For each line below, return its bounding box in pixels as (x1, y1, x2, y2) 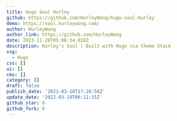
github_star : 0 (6, 100, 45, 106)
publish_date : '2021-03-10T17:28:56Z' (6, 89, 105, 95)
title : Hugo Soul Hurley (6, 9, 70, 15)
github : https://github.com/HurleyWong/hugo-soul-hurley (6, 15, 155, 21)
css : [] (6, 60, 26, 66)
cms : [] (6, 71, 26, 78)
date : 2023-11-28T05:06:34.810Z (6, 37, 89, 43)
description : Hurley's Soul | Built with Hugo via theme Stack (6, 43, 171, 50)
